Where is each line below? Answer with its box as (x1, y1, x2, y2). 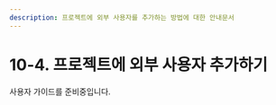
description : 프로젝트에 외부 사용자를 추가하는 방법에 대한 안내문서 (9, 13, 235, 22)
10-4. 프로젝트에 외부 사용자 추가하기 (9, 55, 268, 74)
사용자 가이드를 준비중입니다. (9, 86, 111, 97)
